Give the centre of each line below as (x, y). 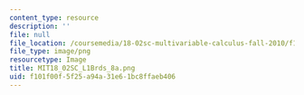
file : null (30, 34)
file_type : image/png (50, 52)
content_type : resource (54, 18)
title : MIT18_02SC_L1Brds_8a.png (72, 69)
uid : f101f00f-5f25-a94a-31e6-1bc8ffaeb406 (93, 77)
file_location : (38, 43)
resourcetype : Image (48, 60)
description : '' (40, 26)
